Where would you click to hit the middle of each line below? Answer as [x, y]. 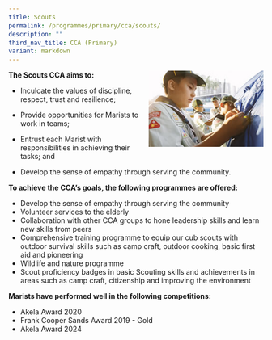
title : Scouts [32, 17]
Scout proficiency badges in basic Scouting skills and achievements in [137, 272]
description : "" [36, 34]
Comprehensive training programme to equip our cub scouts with [129, 237]
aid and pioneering [51, 255]
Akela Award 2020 [51, 312]
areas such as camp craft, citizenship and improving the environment [135, 281]
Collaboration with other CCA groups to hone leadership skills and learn [140, 220]
